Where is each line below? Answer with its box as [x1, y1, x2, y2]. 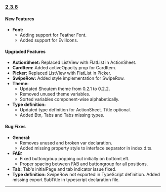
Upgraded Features [5, 48, 46, 54]
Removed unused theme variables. [19, 91, 90, 97]
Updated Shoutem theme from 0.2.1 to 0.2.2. [19, 86, 110, 92]
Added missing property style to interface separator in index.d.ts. [19, 145, 153, 151]
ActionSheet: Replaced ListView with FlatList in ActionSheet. [12, 59, 137, 65]
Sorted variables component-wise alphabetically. [19, 96, 120, 102]
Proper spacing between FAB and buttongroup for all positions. [19, 161, 148, 167]
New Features [5, 16, 35, 22]
